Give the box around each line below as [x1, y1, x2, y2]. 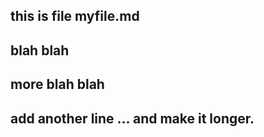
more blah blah [10, 76, 105, 93]
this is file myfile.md [10, 8, 140, 25]
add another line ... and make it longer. [10, 110, 255, 127]
